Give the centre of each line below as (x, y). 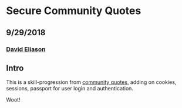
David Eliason (26, 49)
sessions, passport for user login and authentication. (70, 89)
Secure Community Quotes (74, 11)
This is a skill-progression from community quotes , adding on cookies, (91, 82)
